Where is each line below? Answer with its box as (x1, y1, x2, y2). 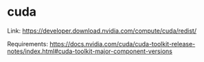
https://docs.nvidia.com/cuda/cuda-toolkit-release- (49, 40, 196, 48)
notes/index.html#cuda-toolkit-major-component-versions (7, 47, 173, 55)
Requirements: (7, 40, 48, 48)
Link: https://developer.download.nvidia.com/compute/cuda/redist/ (7, 27, 197, 35)
